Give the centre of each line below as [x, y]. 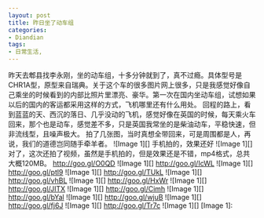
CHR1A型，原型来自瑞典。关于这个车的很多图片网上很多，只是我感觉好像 [126, 85]
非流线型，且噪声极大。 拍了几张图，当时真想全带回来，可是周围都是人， [126, 134]
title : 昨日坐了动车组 [41, 23]
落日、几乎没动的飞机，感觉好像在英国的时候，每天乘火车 [163, 114]
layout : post [29, 15]
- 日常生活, [26, 52]
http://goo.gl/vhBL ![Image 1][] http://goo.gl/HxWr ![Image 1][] [108, 180]
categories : [27, 30]
